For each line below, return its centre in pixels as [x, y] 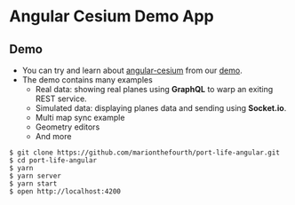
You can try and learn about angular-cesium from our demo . [132, 70]
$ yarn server [36, 176]
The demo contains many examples [87, 80]
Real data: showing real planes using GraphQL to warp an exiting [154, 89]
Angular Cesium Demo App [112, 16]
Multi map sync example [80, 118]
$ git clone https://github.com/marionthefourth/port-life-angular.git [144, 153]
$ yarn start [33, 184]
